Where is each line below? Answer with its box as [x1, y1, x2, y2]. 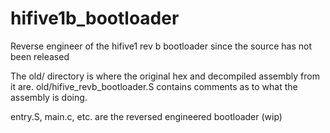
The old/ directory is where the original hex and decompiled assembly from [10, 70, 320, 82]
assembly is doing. [10, 91, 88, 103]
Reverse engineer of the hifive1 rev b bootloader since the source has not [10, 40, 312, 52]
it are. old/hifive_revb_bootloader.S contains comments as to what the [10, 80, 298, 92]
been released [10, 50, 70, 62]
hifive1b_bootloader [10, 7, 180, 30]
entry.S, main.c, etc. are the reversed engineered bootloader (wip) [10, 110, 283, 122]
